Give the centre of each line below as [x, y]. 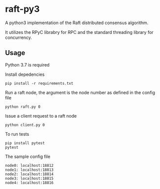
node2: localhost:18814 [29, 174]
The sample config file [28, 157]
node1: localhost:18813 [29, 170]
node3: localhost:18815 [29, 178]
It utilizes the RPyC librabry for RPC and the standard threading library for [79, 32]
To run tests [17, 134]
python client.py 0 [25, 125]
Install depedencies [25, 74]
